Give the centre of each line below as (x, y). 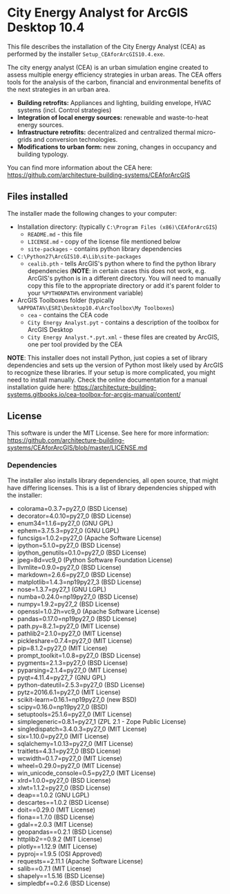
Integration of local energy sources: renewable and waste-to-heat (113, 117)
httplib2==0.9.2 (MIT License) (60, 839)
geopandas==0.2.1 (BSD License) (65, 832)
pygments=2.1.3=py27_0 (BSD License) (73, 662)
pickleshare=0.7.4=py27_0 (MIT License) (75, 640)
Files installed (38, 197)
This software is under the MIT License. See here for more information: (108, 433)
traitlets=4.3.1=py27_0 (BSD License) (69, 751)
